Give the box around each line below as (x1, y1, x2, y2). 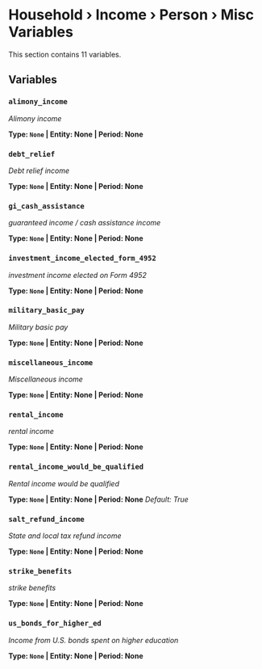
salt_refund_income (8, 515, 85, 524)
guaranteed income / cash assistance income (8, 218, 161, 228)
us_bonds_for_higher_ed (8, 619, 102, 628)
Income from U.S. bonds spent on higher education (8, 635, 179, 645)
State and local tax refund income (8, 531, 123, 541)
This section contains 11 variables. (8, 49, 122, 59)
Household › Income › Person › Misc (8, 6, 255, 24)
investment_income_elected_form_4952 (8, 254, 157, 263)
